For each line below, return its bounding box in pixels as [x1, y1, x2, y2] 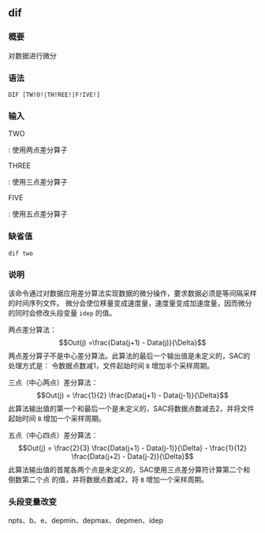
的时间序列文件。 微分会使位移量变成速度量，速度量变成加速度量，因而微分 [8, 298, 252, 307]
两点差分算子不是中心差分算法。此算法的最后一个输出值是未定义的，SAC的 [8, 351, 251, 360]
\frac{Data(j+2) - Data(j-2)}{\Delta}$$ [71, 451, 194, 460]
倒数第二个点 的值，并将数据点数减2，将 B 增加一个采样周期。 [8, 475, 209, 484]
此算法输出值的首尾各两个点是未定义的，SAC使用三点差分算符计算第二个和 [8, 464, 251, 474]
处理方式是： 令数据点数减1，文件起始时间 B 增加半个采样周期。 [8, 360, 215, 370]
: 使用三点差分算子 [8, 177, 68, 187]
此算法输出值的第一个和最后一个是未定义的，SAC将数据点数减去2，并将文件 [8, 404, 255, 413]
